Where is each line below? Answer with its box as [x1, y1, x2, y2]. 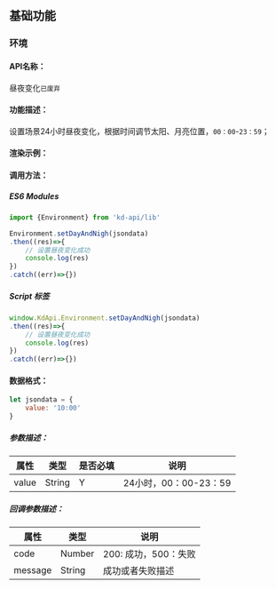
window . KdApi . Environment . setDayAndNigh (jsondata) [9, 314, 201, 322]
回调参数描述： [9, 503, 64, 513]
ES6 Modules [9, 190, 59, 202]
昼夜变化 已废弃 [9, 83, 60, 93]
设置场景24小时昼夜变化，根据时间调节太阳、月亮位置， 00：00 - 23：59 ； [9, 125, 270, 136]
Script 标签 [9, 291, 51, 301]
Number [60, 547, 95, 560]
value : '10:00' [25, 403, 82, 413]
